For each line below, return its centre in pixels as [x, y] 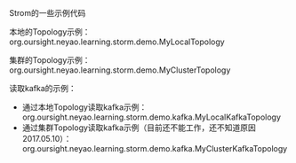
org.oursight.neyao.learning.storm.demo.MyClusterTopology [120, 70]
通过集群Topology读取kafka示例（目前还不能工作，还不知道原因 [139, 128]
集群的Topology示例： [50, 60]
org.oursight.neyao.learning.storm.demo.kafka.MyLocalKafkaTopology [152, 117]
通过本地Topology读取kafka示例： [84, 107]
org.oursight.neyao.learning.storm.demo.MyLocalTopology [117, 42]
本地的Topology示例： [50, 32]
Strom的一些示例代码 [48, 13]
